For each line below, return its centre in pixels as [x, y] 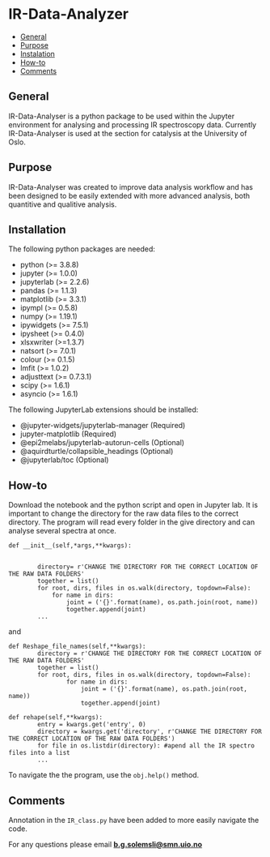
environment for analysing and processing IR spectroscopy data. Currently [133, 124]
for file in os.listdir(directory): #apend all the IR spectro [146, 746]
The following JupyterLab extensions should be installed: [103, 409]
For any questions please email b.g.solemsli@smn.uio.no [105, 844]
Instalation [37, 54]
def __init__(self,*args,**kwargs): [70, 546]
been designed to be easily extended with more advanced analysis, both [129, 195]
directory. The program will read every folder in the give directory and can [132, 522]
